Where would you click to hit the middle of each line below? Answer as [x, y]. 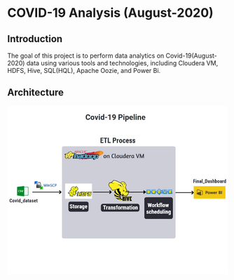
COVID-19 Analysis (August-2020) [110, 13]
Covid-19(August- [191, 55]
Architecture [36, 93]
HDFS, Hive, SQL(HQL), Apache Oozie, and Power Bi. [84, 71]
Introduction [35, 39]
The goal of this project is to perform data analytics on [86, 55]
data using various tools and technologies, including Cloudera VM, [122, 63]
